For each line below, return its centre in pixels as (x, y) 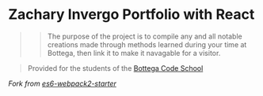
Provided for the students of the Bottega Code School (115, 68)
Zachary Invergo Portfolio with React (131, 15)
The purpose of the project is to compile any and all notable (145, 36)
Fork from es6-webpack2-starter (63, 83)
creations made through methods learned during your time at (147, 44)
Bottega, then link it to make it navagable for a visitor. (134, 53)
